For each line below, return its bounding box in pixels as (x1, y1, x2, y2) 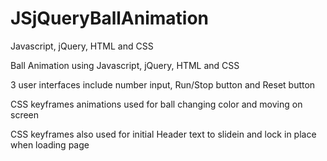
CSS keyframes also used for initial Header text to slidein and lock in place (10, 128, 317, 140)
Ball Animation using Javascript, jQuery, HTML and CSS (10, 59, 240, 71)
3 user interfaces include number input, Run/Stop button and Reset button (10, 78, 316, 91)
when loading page (10, 138, 90, 151)
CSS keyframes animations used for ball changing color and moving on (10, 98, 303, 110)
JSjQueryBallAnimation (10, 7, 210, 30)
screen (10, 108, 40, 121)
